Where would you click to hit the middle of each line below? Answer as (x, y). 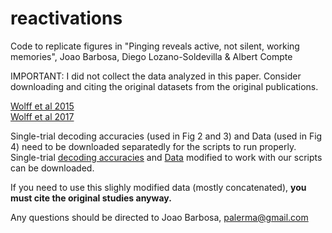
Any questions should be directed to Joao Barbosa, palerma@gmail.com (159, 217)
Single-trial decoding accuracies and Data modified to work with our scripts (166, 157)
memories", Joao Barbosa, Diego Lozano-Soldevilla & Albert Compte (151, 56)
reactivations (66, 18)
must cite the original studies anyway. (91, 198)
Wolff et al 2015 (42, 106)
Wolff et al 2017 (42, 116)
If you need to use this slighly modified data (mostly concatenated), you (158, 187)
